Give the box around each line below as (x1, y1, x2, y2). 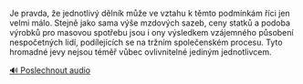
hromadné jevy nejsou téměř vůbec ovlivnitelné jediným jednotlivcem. (9, 47, 272, 58)
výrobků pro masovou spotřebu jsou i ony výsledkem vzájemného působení (9, 27, 294, 37)
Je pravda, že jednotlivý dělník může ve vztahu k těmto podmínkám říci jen (9, 8, 290, 18)
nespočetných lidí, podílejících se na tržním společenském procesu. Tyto (9, 37, 283, 47)
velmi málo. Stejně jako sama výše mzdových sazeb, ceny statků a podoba (9, 17, 290, 28)
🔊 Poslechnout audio (9, 65, 91, 76)
